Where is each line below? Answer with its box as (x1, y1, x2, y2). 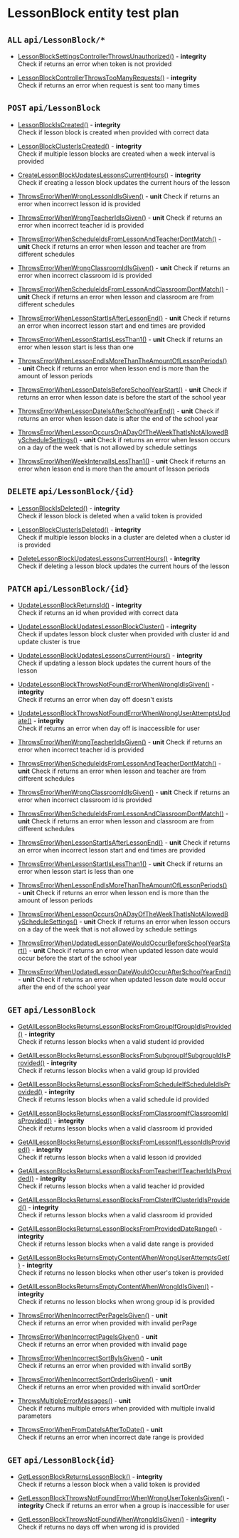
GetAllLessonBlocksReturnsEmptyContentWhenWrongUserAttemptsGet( (17, 1254, 230, 1262)
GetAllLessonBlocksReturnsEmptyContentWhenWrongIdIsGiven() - (17, 1282, 214, 1291)
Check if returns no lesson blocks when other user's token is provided (17, 1269, 224, 1277)
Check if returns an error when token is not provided (17, 60, 172, 68)
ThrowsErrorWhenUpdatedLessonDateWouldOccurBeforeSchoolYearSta (17, 939, 230, 947)
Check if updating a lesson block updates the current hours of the (17, 659, 211, 668)
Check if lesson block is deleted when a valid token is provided (17, 511, 203, 520)
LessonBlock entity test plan (7, 5, 179, 21)
